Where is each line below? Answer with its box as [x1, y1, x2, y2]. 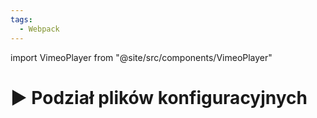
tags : [10, 14, 33, 25]
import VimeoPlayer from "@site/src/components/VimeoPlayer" [10, 51, 273, 63]
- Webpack [19, 24, 60, 34]
